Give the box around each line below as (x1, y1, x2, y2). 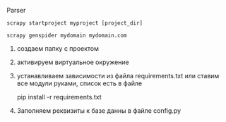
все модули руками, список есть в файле (16, 79, 143, 87)
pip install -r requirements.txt (16, 93, 102, 101)
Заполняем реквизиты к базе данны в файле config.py (16, 106, 182, 115)
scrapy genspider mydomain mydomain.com (6, 32, 128, 39)
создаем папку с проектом (16, 44, 100, 52)
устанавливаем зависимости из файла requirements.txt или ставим (16, 72, 220, 80)
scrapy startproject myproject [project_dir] (6, 20, 143, 27)
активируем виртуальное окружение (16, 58, 130, 66)
